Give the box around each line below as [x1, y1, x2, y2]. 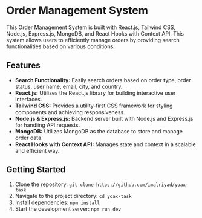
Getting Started [6, 164, 66, 175]
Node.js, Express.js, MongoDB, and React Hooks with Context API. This [6, 30, 184, 37]
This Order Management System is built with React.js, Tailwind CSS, [6, 24, 175, 31]
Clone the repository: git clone [15, 181, 94, 188]
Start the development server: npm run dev [15, 205, 121, 212]
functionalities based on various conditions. [6, 43, 115, 50]
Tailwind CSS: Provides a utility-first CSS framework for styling [15, 102, 173, 109]
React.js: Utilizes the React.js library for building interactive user [15, 89, 176, 97]
